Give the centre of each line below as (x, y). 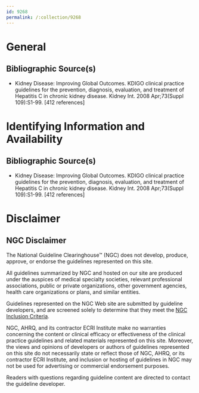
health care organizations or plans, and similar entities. (73, 292)
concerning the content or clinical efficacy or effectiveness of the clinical (96, 334)
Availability (35, 139)
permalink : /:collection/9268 (44, 17)
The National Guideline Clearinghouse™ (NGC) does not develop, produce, (97, 255)
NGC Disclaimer (36, 240)
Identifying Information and (75, 126)
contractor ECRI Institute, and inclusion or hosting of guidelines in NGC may (99, 360)
